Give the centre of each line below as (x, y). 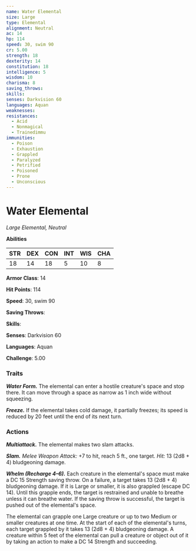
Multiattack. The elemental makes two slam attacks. (70, 445)
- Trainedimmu (29, 133)
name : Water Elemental (34, 12)
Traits (15, 373)
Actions (18, 432)
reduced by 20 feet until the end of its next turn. (64, 416)
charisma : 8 (21, 83)
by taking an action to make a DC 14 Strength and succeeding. (82, 542)
